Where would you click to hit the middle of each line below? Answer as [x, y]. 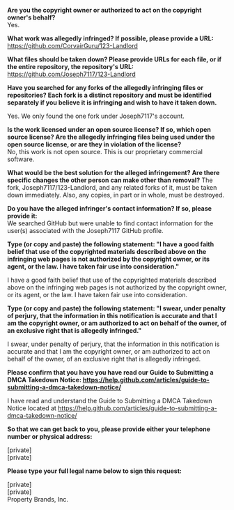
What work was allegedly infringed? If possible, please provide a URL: [110, 38]
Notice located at [32, 408]
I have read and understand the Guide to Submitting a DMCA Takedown [110, 401]
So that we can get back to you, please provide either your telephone [109, 429]
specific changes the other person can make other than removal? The [110, 180]
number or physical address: [50, 436]
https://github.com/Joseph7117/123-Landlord [71, 74]
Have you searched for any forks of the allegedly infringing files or [106, 88]
